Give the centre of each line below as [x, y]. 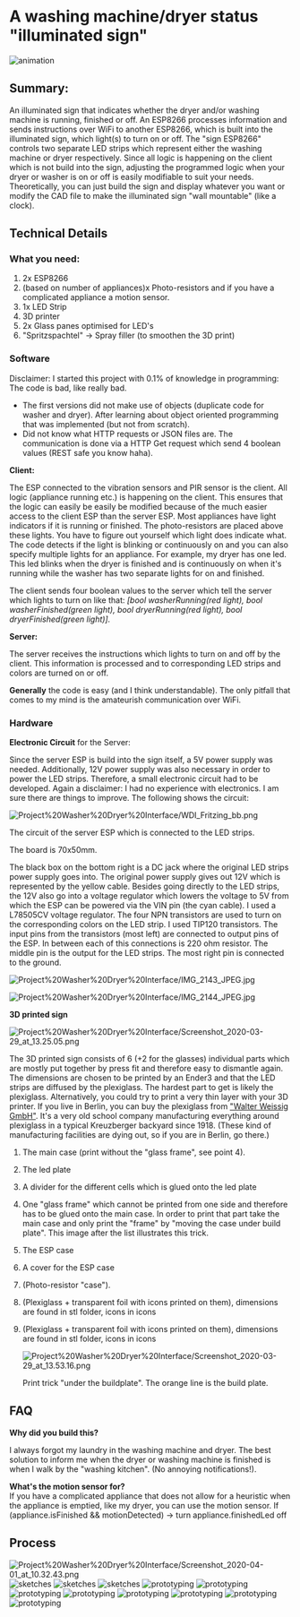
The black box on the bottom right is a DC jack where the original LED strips [149, 867]
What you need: [45, 259]
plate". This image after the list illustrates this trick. [115, 1233]
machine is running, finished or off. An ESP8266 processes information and [148, 119]
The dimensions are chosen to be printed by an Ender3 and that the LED [142, 1078]
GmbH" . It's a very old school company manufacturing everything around [144, 1116]
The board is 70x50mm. [53, 850]
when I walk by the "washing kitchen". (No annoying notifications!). [133, 1469]
